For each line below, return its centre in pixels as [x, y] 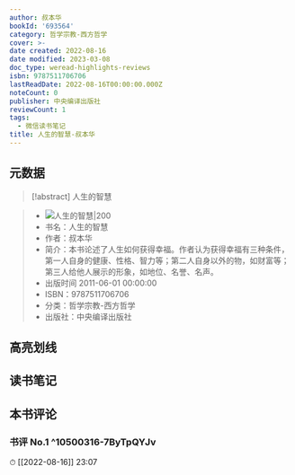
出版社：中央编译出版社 [88, 316]
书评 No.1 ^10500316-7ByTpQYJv [83, 442]
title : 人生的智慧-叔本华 [53, 135]
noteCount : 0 [34, 92]
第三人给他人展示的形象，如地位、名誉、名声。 [131, 271]
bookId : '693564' [42, 26]
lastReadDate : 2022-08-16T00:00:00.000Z [86, 84]
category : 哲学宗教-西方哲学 [58, 34]
